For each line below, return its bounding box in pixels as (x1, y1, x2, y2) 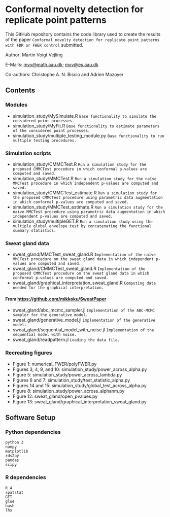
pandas (5, 458, 19, 463)
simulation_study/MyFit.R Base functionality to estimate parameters (12, 123, 160, 129)
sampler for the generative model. (12, 313, 88, 318)
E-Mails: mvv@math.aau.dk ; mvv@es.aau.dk (5, 61, 99, 67)
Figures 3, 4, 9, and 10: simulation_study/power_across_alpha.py (12, 366, 147, 372)
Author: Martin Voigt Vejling (5, 52, 63, 58)
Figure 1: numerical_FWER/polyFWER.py (12, 361, 97, 367)
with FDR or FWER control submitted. (5, 42, 84, 48)
